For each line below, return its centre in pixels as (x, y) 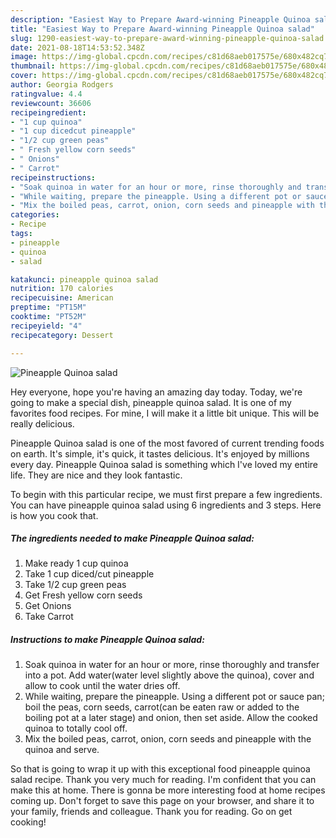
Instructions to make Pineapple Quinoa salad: (107, 640)
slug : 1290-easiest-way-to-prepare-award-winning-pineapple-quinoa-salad (167, 38)
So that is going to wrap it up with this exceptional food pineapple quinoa (160, 769)
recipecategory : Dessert (62, 335)
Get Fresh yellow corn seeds (83, 595)
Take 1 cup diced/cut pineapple (89, 574)
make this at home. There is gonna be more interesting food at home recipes (168, 790)
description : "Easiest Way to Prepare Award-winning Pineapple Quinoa (160, 19)
